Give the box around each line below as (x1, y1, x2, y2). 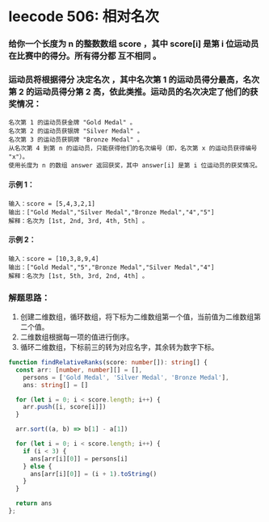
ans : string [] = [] (23, 381, 89, 389)
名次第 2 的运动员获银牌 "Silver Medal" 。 (8, 127, 144, 136)
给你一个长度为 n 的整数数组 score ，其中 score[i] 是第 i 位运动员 (8, 38, 259, 49)
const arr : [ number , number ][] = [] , (15, 365, 143, 374)
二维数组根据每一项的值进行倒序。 (19, 332, 134, 342)
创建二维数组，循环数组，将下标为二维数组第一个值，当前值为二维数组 (19, 312, 254, 322)
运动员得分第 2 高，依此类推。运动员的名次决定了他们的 (33, 86, 250, 98)
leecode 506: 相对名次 (8, 7, 160, 26)
